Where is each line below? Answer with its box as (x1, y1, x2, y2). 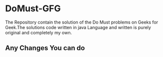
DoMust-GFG (5, 3, 61, 14)
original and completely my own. (5, 29, 72, 35)
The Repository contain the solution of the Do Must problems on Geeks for (5, 19, 159, 25)
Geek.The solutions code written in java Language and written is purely (5, 24, 151, 30)
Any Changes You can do (5, 44, 85, 52)
